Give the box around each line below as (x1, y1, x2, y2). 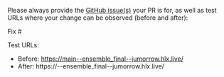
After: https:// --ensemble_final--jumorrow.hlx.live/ (17, 62, 165, 70)
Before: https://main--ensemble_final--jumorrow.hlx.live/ (17, 54, 183, 63)
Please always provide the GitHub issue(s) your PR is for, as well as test (7, 6, 217, 14)
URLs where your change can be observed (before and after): (7, 13, 188, 22)
